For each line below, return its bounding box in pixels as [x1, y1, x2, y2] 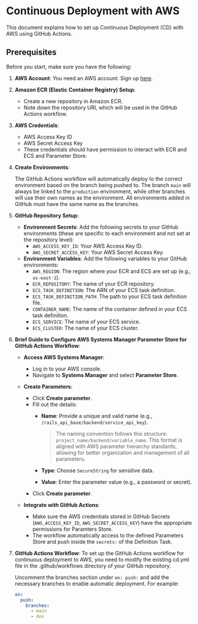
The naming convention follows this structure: [56, 430, 168, 437]
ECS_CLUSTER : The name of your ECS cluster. [32, 324, 139, 331]
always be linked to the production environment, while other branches [14, 188, 185, 195]
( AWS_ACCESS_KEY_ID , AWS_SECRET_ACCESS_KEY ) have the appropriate [32, 519, 192, 526]
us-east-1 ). [32, 274, 60, 281]
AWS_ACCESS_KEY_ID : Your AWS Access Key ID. [32, 242, 143, 249]
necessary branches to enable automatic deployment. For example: [14, 580, 179, 587]
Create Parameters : [23, 383, 73, 390]
